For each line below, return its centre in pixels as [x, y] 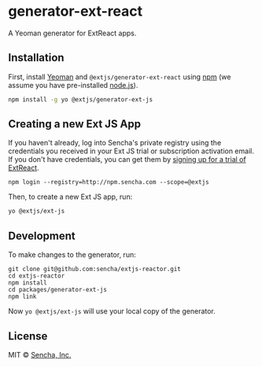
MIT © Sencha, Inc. [40, 354]
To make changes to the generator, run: [72, 255]
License [28, 336]
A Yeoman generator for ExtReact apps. [72, 33]
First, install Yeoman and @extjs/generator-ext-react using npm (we [120, 76]
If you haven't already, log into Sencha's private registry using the [115, 143]
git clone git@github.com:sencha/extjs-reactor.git [94, 270]
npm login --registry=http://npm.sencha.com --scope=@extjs [109, 182]
